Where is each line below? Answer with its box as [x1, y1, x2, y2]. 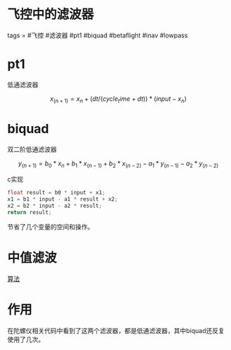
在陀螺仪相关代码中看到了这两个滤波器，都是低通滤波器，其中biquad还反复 [7, 326, 225, 335]
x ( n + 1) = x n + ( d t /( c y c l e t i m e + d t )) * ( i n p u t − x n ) [50, 94, 187, 104]
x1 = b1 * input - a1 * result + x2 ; [7, 196, 118, 203]
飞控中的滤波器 [7, 6, 94, 23]
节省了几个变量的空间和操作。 [7, 223, 94, 231]
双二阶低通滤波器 [7, 145, 57, 154]
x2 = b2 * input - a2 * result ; [7, 202, 102, 210]
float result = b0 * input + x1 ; [7, 189, 106, 196]
